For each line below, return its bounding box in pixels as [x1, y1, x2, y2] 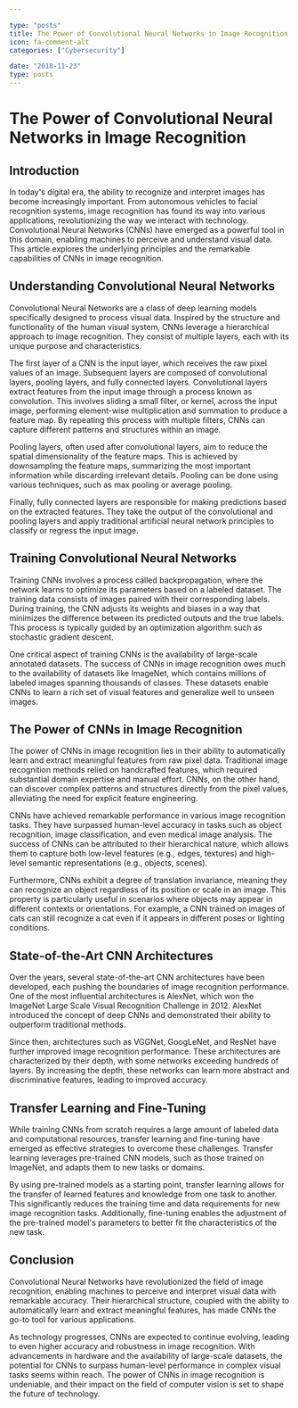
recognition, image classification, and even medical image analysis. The [9, 829, 273, 840]
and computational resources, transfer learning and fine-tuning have [9, 1134, 261, 1145]
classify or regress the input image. [9, 525, 139, 535]
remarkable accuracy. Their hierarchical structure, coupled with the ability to [9, 1295, 290, 1305]
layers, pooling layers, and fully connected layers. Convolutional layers [9, 377, 268, 387]
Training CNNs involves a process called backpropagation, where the [9, 575, 263, 585]
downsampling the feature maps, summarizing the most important [9, 460, 251, 471]
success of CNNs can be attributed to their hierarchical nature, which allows [9, 839, 289, 849]
